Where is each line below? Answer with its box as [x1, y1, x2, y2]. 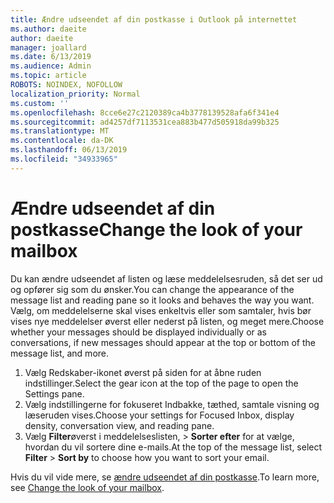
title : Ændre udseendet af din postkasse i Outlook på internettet [10, 14, 298, 25]
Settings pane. [24, 387, 85, 400]
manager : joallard [10, 42, 87, 53]
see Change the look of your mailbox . [10, 481, 165, 493]
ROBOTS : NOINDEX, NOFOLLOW [10, 80, 123, 90]
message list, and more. [10, 347, 110, 359]
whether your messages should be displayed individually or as [10, 326, 267, 338]
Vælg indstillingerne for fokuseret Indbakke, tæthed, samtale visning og [24, 398, 320, 410]
